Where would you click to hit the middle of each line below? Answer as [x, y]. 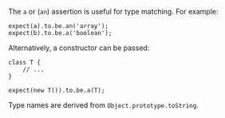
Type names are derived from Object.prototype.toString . [104, 105]
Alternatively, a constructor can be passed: [79, 48]
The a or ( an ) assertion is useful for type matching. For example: [113, 12]
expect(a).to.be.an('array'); [59, 26]
